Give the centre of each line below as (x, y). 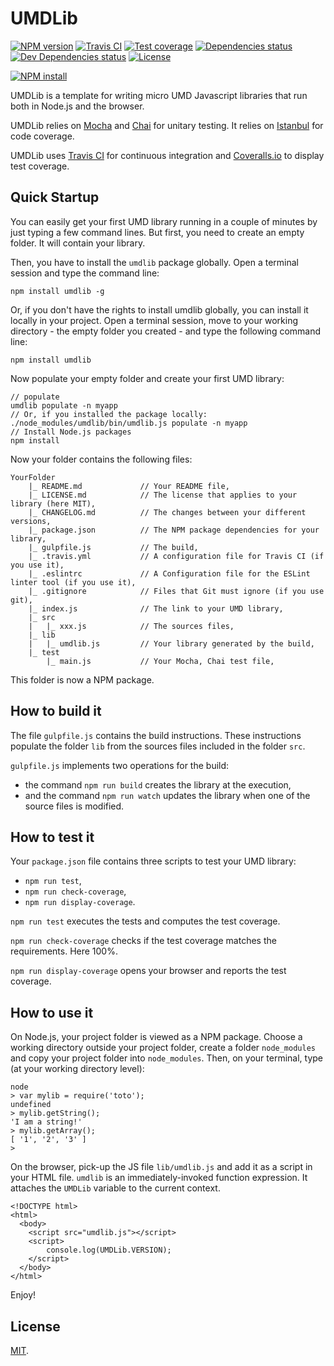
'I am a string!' (46, 1122)
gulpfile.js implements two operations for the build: (120, 765)
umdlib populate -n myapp (64, 405)
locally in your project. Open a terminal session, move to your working (154, 320)
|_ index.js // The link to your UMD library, (156, 608)
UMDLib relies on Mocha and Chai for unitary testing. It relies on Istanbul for (167, 125)
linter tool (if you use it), (73, 582)
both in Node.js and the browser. (77, 106)
